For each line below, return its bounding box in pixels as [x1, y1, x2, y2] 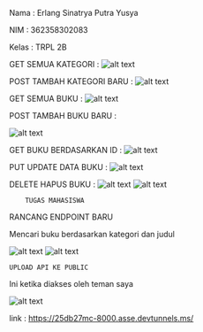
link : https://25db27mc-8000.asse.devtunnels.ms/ [9, 313, 194, 323]
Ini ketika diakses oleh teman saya [9, 279, 134, 289]
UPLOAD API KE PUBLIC [9, 263, 89, 272]
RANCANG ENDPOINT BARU [9, 212, 114, 222]
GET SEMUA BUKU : [9, 93, 83, 104]
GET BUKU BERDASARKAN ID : [9, 145, 123, 155]
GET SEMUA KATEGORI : [9, 59, 100, 69]
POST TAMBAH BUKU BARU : [9, 111, 117, 120]
